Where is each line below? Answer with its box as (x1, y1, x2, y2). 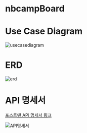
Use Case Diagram (5, 26, 83, 37)
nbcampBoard (5, 3, 65, 14)
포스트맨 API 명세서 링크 (5, 112, 52, 118)
